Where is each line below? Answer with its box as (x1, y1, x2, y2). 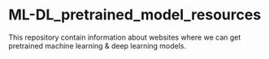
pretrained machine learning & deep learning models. (8, 40, 187, 50)
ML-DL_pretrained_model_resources (8, 6, 262, 24)
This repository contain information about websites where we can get (8, 32, 241, 42)
